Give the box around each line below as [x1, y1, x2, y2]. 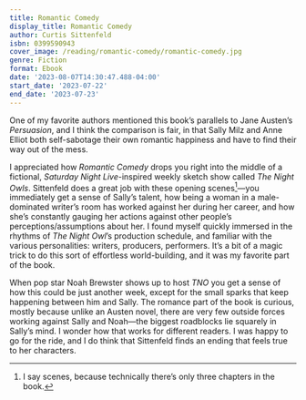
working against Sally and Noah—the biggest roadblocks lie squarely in [9, 316, 277, 327]
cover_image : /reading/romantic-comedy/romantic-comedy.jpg [9, 47, 243, 56]
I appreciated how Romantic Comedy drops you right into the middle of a [9, 161, 283, 172]
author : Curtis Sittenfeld [9, 30, 112, 39]
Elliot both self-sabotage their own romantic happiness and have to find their [9, 134, 297, 145]
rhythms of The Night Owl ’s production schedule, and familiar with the [9, 231, 273, 241]
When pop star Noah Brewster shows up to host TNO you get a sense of [9, 277, 281, 288]
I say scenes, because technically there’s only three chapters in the [22, 371, 275, 383]
